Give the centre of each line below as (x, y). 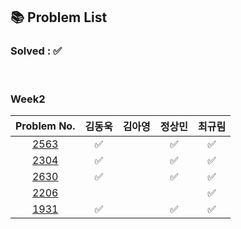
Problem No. (45, 126)
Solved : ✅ (36, 51)
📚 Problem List (59, 17)
